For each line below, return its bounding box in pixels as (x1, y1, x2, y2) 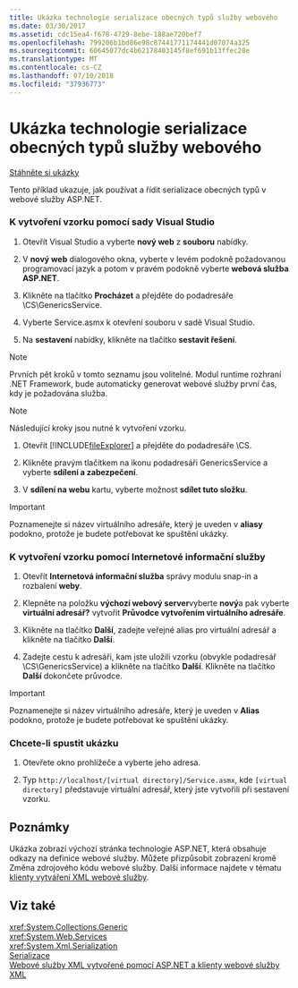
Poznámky (9, 820, 70, 835)
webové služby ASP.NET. (9, 193, 103, 204)
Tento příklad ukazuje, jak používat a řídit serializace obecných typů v (9, 184, 267, 195)
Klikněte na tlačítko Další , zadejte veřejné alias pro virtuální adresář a (21, 625, 277, 635)
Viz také (9, 898, 56, 913)
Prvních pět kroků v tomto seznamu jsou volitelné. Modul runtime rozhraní (9, 369, 282, 379)
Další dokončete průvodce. (21, 670, 123, 681)
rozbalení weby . (21, 581, 82, 592)
